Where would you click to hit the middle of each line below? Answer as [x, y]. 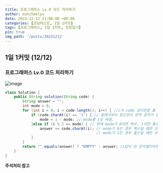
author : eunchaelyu [25, 14]
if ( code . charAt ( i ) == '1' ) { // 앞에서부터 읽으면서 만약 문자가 [92, 115]
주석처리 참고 [17, 165]
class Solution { [23, 92]
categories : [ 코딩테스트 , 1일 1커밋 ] [39, 23]
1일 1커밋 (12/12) [29, 58]
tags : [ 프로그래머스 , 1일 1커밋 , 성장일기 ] [43, 28]
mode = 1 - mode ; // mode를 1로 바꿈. [77, 120]
